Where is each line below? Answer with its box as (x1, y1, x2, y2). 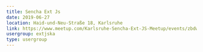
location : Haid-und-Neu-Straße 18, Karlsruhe (6, 20, 123, 26)
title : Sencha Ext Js (6, 8, 61, 15)
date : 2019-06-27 (6, 14, 50, 20)
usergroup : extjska (6, 31, 56, 37)
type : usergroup (6, 36, 47, 42)
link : (6, 25, 20, 32)
